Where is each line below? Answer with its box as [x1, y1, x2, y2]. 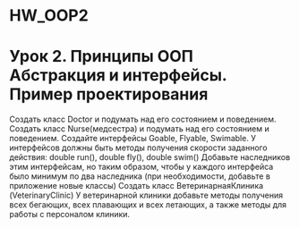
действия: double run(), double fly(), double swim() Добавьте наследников [9, 152, 291, 163]
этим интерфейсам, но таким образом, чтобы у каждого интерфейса [9, 162, 274, 173]
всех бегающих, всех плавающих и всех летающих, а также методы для [9, 199, 287, 210]
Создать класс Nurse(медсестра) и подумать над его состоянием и [9, 123, 270, 134]
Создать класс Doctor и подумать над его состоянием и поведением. [9, 114, 277, 125]
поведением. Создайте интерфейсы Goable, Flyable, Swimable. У [9, 133, 257, 144]
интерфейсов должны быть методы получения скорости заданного [9, 142, 268, 153]
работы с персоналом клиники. [9, 209, 131, 220]
